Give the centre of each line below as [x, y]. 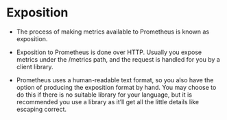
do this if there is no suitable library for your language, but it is [104, 95]
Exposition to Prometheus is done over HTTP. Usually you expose [109, 52]
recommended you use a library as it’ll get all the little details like [108, 101]
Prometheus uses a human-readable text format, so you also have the [115, 80]
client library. [35, 67]
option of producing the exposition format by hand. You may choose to [116, 87]
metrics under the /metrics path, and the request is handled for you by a [118, 59]
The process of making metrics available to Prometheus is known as [113, 32]
